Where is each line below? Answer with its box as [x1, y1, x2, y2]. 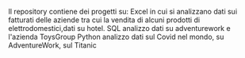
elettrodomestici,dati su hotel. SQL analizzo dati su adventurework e [8, 24, 232, 33]
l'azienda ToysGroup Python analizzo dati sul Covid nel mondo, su [8, 32, 224, 41]
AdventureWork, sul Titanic [8, 41, 97, 50]
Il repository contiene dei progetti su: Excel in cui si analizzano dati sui [8, 7, 238, 16]
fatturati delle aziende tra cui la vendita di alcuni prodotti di [8, 15, 201, 25]
